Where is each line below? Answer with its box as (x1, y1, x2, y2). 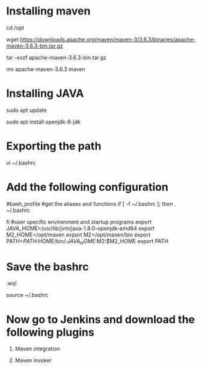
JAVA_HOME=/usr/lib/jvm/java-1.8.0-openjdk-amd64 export (6, 225, 155, 232)
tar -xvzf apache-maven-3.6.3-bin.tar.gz (6, 54, 107, 61)
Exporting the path (6, 140, 102, 153)
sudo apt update (6, 107, 47, 114)
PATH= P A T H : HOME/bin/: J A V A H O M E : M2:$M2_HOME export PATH (6, 237, 169, 246)
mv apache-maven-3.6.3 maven (6, 65, 85, 73)
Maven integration (14, 345, 60, 353)
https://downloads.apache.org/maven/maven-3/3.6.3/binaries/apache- (20, 36, 196, 43)
